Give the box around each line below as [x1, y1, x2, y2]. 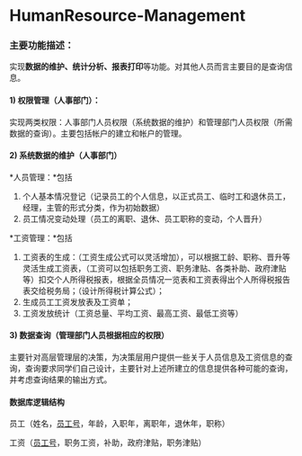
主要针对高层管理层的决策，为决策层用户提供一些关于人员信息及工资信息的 [9, 352, 285, 362]
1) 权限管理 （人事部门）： [9, 95, 101, 106]
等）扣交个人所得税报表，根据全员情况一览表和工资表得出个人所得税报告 [22, 273, 290, 284]
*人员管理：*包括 [9, 172, 74, 183]
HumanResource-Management [9, 5, 245, 26]
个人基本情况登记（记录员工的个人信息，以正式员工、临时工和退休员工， [22, 191, 290, 201]
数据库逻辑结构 [9, 397, 65, 407]
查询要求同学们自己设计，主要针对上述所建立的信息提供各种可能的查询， [24, 363, 293, 374]
